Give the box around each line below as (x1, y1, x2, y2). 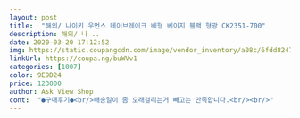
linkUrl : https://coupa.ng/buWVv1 (9, 54, 138, 63)
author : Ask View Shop (9, 87, 94, 96)
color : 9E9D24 (9, 71, 62, 80)
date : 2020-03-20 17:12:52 (9, 37, 110, 47)
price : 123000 (9, 79, 62, 88)
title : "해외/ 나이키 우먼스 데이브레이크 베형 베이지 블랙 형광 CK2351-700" (9, 21, 266, 30)
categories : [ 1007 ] (9, 63, 82, 72)
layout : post (9, 12, 58, 22)
